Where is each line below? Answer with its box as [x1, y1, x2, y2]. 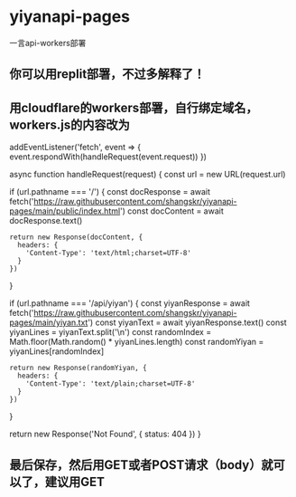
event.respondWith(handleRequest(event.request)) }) [9, 151, 208, 162]
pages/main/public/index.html [9, 205, 121, 216]
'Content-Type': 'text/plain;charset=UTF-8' [25, 379, 196, 388]
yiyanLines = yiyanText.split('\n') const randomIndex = [9, 327, 212, 338]
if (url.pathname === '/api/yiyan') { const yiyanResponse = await [9, 298, 251, 309]
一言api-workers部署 [9, 37, 87, 48]
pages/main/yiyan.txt [9, 317, 88, 328]
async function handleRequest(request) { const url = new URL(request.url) [9, 169, 286, 180]
